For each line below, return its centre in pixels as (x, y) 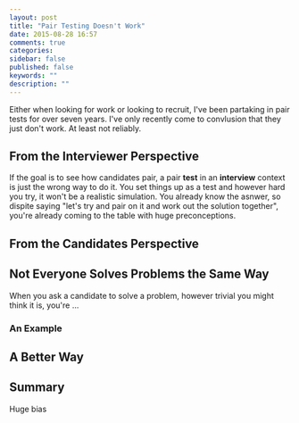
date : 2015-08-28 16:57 (54, 34)
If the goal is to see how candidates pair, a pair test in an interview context (147, 178)
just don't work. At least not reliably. (75, 128)
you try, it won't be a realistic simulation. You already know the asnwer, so (145, 196)
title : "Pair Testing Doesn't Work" (77, 26)
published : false (42, 68)
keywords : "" (33, 76)
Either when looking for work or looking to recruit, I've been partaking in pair (149, 109)
